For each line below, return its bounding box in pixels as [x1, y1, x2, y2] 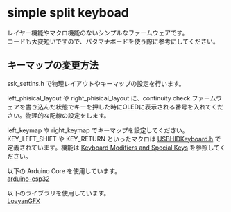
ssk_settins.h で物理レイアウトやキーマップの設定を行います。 [7, 79, 185, 87]
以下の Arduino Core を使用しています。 [7, 166, 121, 175]
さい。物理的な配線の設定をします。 [7, 111, 110, 119]
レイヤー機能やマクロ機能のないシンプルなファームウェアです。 [7, 28, 189, 37]
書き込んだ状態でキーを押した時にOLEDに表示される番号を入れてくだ [25, 103, 224, 111]
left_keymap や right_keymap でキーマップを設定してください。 [7, 126, 189, 134]
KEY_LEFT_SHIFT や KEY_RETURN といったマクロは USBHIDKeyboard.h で [7, 134, 221, 143]
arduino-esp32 [7, 175, 50, 183]
